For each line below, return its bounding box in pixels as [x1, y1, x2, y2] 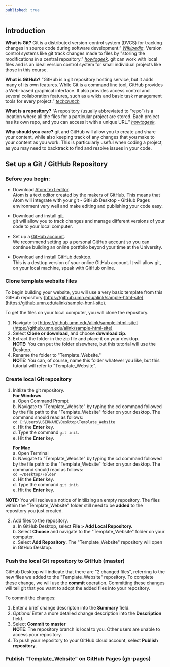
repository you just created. [5, 507, 63, 514]
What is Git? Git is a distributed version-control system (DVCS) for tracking [5, 40, 162, 46]
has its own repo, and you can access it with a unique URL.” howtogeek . [5, 119, 156, 125]
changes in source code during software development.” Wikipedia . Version [5, 45, 162, 51]
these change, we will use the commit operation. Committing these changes [5, 579, 165, 586]
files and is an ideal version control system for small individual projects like [5, 62, 161, 68]
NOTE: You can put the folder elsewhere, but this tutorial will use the [12, 341, 156, 347]
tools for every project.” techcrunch [5, 98, 80, 104]
